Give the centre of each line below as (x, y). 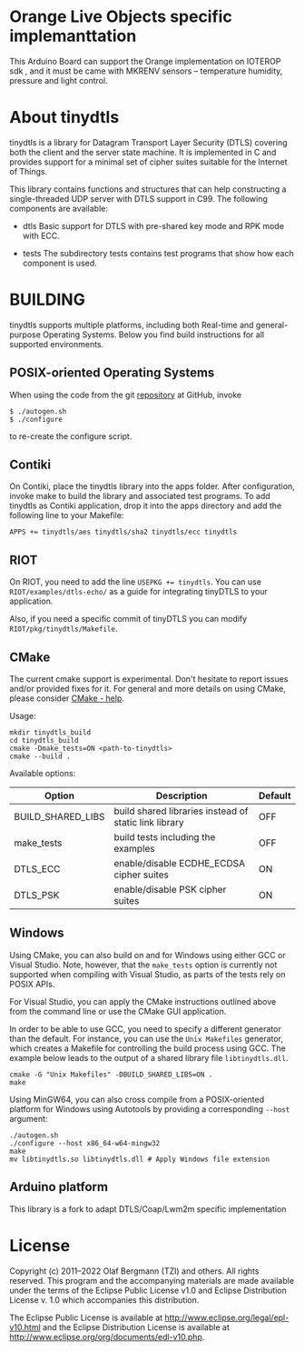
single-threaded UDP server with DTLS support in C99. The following (138, 198)
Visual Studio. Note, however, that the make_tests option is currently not (143, 965)
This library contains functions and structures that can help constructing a (148, 189)
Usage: (23, 716)
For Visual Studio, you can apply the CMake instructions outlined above (143, 1001)
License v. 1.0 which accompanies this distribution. (104, 1300)
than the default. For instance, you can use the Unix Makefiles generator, (147, 1038)
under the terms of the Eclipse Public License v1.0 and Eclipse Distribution (148, 1290)
